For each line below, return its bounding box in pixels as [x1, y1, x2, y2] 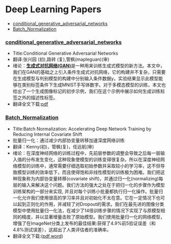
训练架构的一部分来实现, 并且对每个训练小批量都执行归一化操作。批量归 [12, 188, 163, 194]
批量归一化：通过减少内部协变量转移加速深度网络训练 [12, 137, 125, 143]
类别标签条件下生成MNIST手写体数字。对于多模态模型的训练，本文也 [21, 82, 166, 88]
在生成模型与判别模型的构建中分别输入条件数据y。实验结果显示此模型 [12, 76, 159, 82]
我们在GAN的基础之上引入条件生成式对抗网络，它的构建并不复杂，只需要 [12, 69, 166, 75]
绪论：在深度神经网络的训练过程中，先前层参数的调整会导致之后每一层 [12, 150, 161, 156]
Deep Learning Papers [5, 4, 102, 15]
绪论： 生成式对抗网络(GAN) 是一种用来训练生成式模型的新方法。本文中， [12, 63, 165, 69]
